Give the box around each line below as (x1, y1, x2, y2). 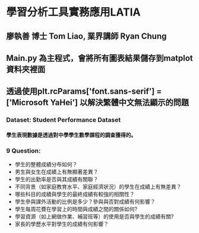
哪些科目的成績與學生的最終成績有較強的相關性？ (14, 191, 135, 198)
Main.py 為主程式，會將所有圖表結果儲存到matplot (6, 53, 193, 63)
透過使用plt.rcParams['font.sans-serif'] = (6, 86, 162, 97)
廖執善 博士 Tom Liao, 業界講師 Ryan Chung (6, 31, 167, 41)
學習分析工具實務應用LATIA (6, 5, 141, 19)
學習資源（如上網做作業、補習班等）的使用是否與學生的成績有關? (14, 213, 174, 220)
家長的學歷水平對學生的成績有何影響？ (14, 220, 109, 228)
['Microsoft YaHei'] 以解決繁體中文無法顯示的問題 (6, 98, 189, 108)
